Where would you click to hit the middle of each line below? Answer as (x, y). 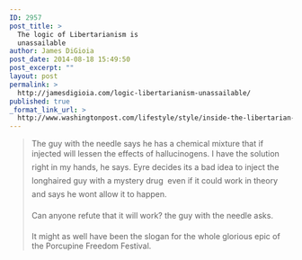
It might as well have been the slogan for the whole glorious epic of (155, 237)
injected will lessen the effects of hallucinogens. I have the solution (155, 154)
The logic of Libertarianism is (78, 34)
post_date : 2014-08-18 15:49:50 (70, 59)
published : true (40, 101)
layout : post (34, 76)
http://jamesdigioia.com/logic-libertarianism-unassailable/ (134, 93)
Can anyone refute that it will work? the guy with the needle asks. (152, 216)
